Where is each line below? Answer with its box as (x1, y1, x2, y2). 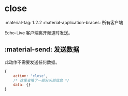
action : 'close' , (13, 73, 48, 78)
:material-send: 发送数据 (4, 46, 79, 54)
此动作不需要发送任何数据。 (4, 59, 60, 65)
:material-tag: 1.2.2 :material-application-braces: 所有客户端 (4, 19, 124, 25)
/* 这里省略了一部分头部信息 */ (13, 78, 70, 83)
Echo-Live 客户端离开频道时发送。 (4, 30, 73, 35)
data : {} (13, 82, 31, 87)
